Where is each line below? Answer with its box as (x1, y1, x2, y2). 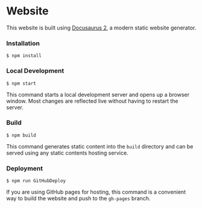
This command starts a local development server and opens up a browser (6, 91, 190, 98)
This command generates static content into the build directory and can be (6, 142, 194, 150)
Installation (6, 39, 40, 47)
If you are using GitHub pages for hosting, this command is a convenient (6, 188, 186, 196)
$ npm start (6, 80, 36, 87)
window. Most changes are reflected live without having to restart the (6, 97, 178, 105)
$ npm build (6, 132, 36, 138)
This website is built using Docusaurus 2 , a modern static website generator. (6, 24, 197, 31)
